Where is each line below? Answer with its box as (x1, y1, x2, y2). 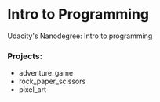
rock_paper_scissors (18, 76, 86, 86)
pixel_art (18, 85, 46, 94)
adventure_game (18, 69, 74, 78)
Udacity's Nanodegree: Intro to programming (7, 31, 153, 40)
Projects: (7, 51, 43, 62)
